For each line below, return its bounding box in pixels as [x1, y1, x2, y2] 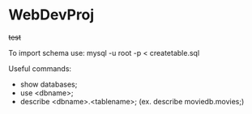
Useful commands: [8, 63, 71, 74]
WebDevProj [8, 6, 95, 24]
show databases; [19, 79, 78, 89]
